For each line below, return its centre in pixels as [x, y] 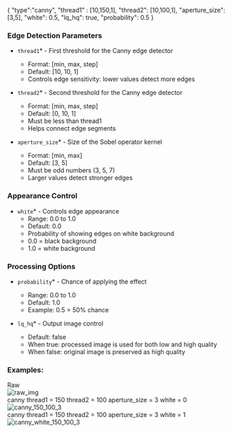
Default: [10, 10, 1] [53, 72]
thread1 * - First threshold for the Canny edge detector [95, 51]
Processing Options [41, 266]
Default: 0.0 [45, 226]
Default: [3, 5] [47, 163]
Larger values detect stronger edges [80, 178]
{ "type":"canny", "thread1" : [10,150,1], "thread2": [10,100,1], [92, 10]
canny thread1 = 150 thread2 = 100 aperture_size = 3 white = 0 [97, 400]
